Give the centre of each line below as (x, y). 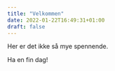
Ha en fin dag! (28, 60)
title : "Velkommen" (36, 14)
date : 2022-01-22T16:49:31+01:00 (56, 20)
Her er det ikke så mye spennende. (58, 47)
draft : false (26, 26)
